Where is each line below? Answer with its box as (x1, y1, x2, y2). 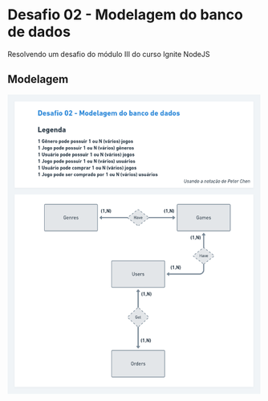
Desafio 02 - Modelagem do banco (7, 6, 244, 24)
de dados (7, 23, 71, 41)
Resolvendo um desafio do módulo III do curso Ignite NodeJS (7, 49, 210, 59)
